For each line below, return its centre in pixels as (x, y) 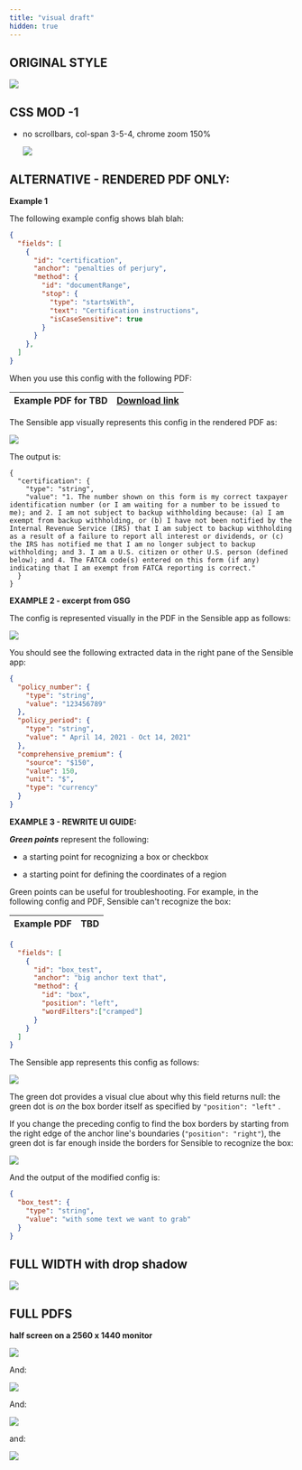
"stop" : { (60, 294)
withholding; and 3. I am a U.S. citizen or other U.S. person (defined (149, 552)
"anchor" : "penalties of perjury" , (100, 269)
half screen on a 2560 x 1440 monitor (81, 1335)
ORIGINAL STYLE (59, 63)
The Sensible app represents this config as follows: (105, 1063)
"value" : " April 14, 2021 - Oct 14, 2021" (109, 738)
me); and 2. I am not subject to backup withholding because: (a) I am (146, 512)
